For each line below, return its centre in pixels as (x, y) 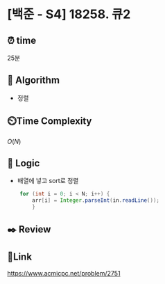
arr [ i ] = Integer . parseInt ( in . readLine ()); (96, 200)
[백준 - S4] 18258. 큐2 (69, 14)
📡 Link (20, 257)
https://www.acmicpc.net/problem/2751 (64, 274)
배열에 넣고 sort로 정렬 (48, 181)
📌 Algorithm (34, 80)
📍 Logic (24, 163)
